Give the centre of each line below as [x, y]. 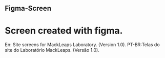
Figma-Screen [28, 8]
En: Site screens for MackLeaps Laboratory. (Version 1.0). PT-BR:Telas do [82, 45]
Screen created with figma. [64, 31]
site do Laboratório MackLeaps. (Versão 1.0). [52, 50]
